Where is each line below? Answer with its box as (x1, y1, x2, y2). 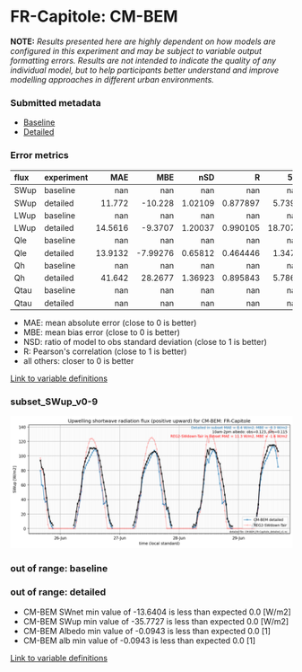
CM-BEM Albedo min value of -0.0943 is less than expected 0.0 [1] (22, 625, 272, 636)
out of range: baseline (10, 561, 108, 574)
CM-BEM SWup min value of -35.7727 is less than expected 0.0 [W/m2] (22, 615, 289, 626)
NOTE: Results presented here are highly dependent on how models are (10, 36, 276, 47)
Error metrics (10, 149, 70, 162)
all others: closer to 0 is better (22, 356, 134, 367)
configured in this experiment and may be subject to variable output (10, 45, 263, 56)
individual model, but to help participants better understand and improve (10, 65, 280, 75)
